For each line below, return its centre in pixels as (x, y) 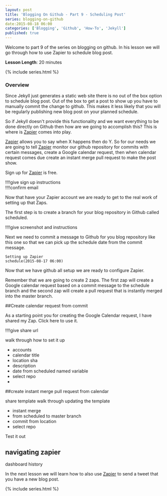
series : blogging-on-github (34, 19)
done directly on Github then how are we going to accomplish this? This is (81, 127)
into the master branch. (29, 296)
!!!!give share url (22, 330)
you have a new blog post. (32, 479)
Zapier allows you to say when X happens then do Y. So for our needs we (81, 142)
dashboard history (24, 464)
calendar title (26, 355)
